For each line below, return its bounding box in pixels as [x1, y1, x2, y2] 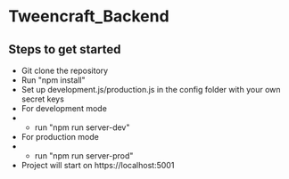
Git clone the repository [21, 65, 109, 76]
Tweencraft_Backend [8, 6, 170, 27]
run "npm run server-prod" [34, 151, 134, 161]
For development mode [21, 103, 108, 113]
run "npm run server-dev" [34, 122, 130, 133]
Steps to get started [8, 42, 121, 57]
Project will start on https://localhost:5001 [21, 160, 175, 170]
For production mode [21, 132, 99, 142]
